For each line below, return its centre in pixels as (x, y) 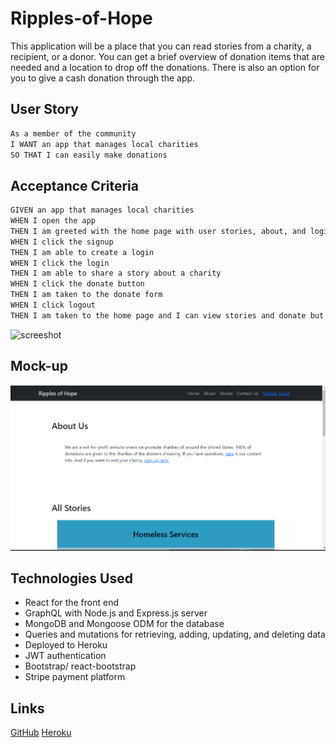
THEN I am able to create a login (82, 252)
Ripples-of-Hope (81, 18)
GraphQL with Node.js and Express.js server (116, 613)
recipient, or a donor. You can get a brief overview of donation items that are (167, 56)
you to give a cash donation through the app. (103, 78)
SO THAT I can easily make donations (89, 155)
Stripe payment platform (75, 677)
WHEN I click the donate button (77, 284)
